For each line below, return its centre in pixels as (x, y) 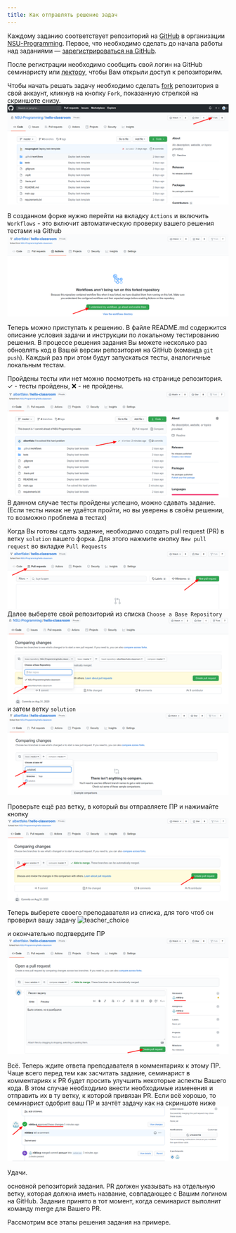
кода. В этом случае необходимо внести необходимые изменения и (110, 1088)
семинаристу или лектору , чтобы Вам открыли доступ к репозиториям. (115, 72)
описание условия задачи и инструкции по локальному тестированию (113, 335)
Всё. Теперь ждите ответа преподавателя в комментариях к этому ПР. (114, 1066)
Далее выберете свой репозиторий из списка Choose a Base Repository (115, 614)
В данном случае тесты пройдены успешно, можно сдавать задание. (112, 502)
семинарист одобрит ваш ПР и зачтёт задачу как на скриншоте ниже (112, 1103)
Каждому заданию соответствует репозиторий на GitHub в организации (116, 36)
